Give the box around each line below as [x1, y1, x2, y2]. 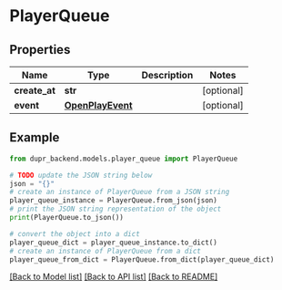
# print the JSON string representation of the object [9, 204, 222, 214]
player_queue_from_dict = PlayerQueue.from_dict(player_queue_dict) [9, 254, 275, 264]
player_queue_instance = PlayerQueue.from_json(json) [9, 196, 218, 205]
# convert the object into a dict [9, 229, 141, 238]
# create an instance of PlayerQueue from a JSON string [9, 188, 230, 197]
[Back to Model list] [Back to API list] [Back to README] [9, 271, 218, 283]
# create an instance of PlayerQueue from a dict [9, 246, 202, 255]
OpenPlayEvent [64, 99, 134, 111]
